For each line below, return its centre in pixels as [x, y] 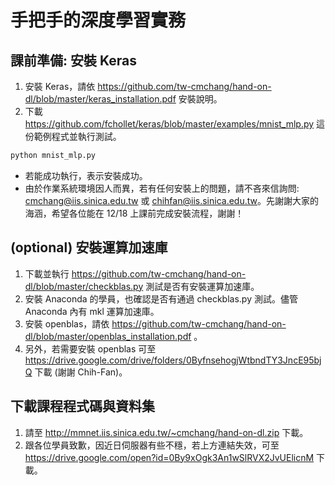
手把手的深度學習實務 [98, 20]
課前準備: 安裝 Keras [73, 60]
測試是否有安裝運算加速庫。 [202, 286]
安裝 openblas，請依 [67, 323]
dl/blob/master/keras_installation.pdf [100, 99]
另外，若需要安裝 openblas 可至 [90, 348]
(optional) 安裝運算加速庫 [89, 247]
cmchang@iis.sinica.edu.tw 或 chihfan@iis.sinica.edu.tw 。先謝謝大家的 [171, 200]
